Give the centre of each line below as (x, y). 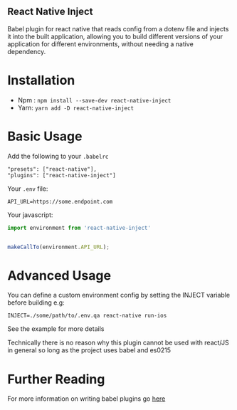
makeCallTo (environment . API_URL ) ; (59, 247)
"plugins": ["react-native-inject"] (62, 175)
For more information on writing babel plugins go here (86, 399)
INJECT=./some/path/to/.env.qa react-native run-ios (87, 316)
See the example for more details (56, 329)
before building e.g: (36, 303)
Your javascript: (30, 215)
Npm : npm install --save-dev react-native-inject (94, 100)
